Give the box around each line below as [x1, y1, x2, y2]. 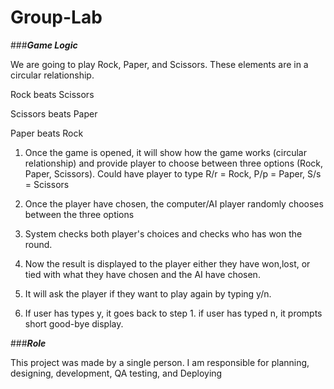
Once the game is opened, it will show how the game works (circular [24, 146, 307, 158]
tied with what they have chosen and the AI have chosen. [24, 268, 261, 280]
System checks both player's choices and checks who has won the [24, 227, 303, 240]
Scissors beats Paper [10, 107, 98, 120]
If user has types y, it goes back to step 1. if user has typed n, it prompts [24, 307, 323, 319]
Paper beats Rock [10, 127, 84, 139]
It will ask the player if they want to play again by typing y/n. [24, 287, 272, 300]
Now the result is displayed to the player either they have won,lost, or [24, 257, 311, 270]
